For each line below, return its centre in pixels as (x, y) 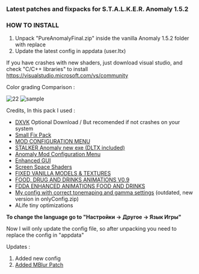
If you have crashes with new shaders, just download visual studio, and (94, 63)
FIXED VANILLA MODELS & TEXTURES (63, 173)
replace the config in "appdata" (45, 235)
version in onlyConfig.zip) (47, 199)
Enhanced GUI (33, 161)
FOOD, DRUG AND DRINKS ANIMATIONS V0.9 (72, 180)
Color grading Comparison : (41, 87)
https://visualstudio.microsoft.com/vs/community (67, 76)
